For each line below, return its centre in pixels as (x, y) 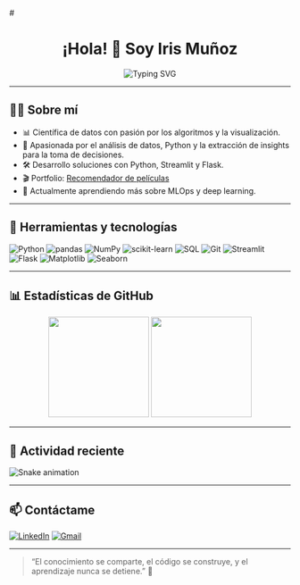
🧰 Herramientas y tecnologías (93, 227)
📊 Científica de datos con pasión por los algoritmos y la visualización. (151, 132)
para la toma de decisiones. (73, 155)
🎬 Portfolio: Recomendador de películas (96, 178)
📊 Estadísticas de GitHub (82, 295)
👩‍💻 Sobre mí (44, 110)
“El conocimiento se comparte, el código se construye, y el (139, 561)
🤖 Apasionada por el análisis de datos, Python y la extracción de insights (156, 145)
